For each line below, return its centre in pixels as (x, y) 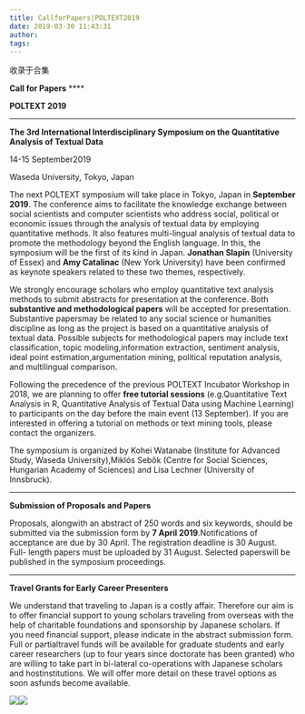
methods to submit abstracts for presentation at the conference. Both (139, 299)
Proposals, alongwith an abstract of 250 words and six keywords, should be (151, 523)
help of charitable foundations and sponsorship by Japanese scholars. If (145, 625)
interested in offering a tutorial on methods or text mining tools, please (141, 423)
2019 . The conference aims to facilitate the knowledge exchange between (148, 205)
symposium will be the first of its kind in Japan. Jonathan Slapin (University (151, 253)
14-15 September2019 (50, 159)
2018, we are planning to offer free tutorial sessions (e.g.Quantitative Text (148, 394)
